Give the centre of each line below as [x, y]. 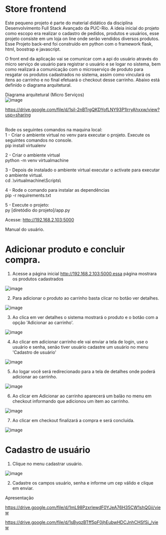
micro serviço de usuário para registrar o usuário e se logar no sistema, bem [83, 64]
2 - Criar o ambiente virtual [33, 155]
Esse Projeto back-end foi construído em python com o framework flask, [79, 44]
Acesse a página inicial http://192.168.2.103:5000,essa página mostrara [84, 273]
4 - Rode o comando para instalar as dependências [57, 190]
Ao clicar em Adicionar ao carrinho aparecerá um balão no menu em [82, 396]
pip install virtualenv [25, 145]
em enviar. [23, 488]
